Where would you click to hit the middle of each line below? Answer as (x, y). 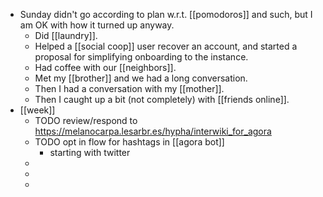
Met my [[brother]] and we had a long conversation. (141, 78)
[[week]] (37, 110)
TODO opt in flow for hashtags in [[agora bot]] (129, 142)
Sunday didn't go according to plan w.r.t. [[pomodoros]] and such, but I (166, 14)
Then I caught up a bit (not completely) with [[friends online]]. (162, 99)
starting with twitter (90, 152)
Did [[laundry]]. (66, 35)
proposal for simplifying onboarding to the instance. (141, 57)
